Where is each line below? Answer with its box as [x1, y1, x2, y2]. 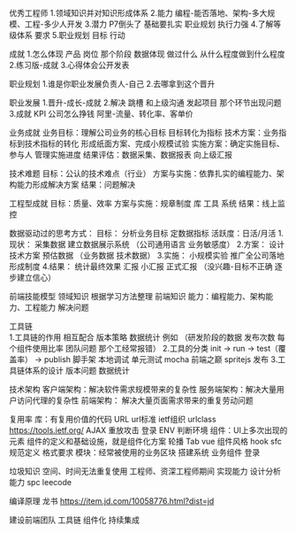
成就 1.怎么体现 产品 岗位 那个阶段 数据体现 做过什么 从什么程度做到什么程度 [9, 49, 285, 59]
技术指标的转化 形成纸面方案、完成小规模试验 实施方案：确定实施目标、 [24, 138, 285, 149]
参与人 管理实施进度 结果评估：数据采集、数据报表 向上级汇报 [9, 150, 232, 159]
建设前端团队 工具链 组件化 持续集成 [9, 514, 140, 525]
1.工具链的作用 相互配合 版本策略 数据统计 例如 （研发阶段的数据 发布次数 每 [9, 332, 285, 343]
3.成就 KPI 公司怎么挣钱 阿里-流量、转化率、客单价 [9, 109, 194, 119]
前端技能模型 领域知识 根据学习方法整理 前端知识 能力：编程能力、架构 [9, 291, 266, 301]
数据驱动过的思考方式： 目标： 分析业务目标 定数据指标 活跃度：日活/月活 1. [9, 228, 285, 238]
